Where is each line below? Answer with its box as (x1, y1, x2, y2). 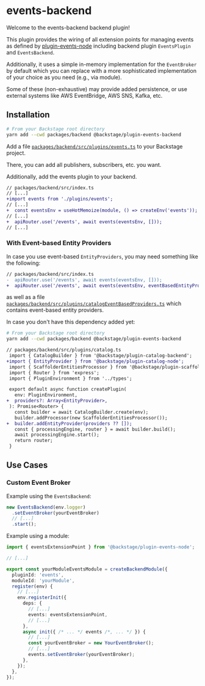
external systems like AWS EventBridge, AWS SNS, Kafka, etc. (6, 92, 163, 99)
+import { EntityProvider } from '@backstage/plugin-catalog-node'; (6, 358, 184, 364)
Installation (6, 109, 50, 120)
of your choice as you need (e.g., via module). (6, 73, 122, 81)
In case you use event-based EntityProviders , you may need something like (6, 253, 198, 260)
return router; (14, 438, 53, 444)
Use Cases (6, 460, 48, 471)
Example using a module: (6, 533, 70, 540)
